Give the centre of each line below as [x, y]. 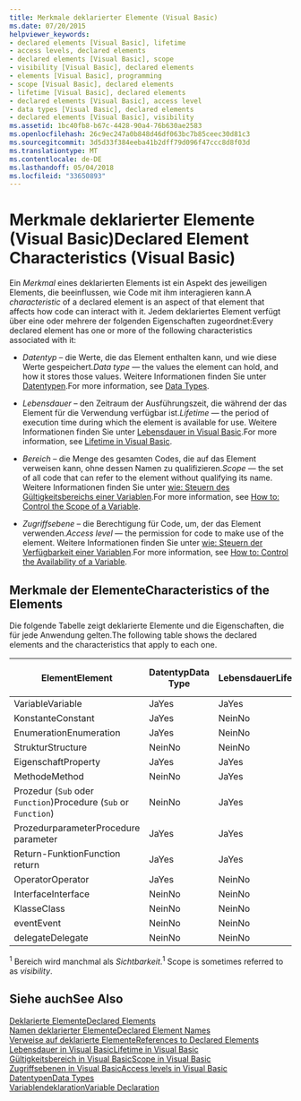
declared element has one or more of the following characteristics [131, 331]
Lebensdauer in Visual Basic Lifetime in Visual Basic [104, 1049]
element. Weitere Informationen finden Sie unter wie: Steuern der [142, 543]
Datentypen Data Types [52, 1078]
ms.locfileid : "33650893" [57, 176]
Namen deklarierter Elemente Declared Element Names [110, 1030]
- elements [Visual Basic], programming [86, 76]
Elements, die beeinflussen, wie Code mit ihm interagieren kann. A [131, 293]
